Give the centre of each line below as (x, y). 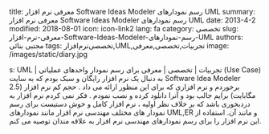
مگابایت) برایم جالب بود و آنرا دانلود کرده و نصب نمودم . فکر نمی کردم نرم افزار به (132, 95)
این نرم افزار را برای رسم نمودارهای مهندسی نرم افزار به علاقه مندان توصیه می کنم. (135, 121)
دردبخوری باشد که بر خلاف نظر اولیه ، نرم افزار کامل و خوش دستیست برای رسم (130, 104)
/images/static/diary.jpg (48, 54)
